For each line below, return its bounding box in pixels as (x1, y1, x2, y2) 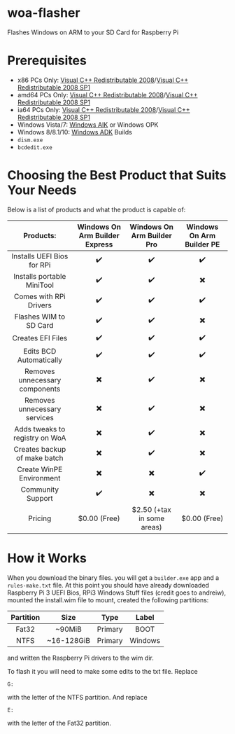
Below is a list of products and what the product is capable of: (7, 205, 186, 214)
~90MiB (55, 624, 82, 634)
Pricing (27, 513, 52, 523)
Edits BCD (23, 346, 57, 356)
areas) (141, 522, 162, 532)
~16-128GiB (46, 635, 91, 645)
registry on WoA (13, 433, 66, 443)
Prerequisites (7, 53, 87, 69)
